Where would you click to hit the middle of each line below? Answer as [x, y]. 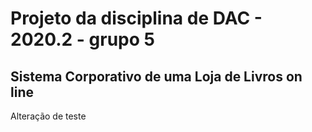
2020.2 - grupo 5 [82, 39]
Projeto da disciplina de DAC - [136, 18]
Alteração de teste [48, 116]
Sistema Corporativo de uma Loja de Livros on [156, 76]
